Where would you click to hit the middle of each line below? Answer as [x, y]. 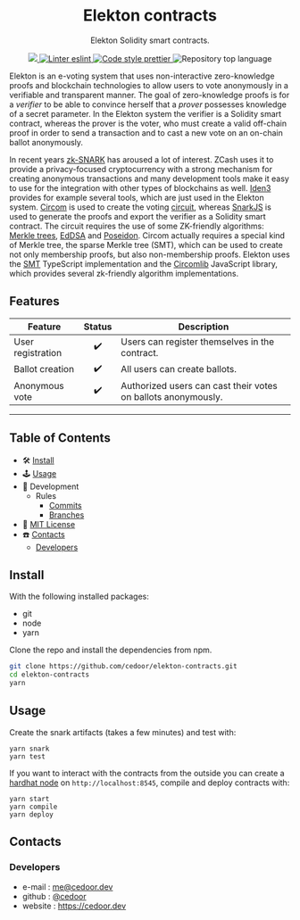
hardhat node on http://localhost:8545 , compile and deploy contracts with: [150, 783]
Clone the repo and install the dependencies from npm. [111, 650]
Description [204, 327]
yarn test [28, 756]
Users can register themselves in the [197, 342]
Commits [65, 505]
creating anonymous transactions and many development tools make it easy [150, 178]
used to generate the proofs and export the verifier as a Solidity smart [137, 216]
